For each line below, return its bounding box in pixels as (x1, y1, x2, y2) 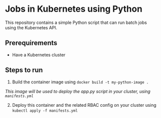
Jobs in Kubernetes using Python (5, 3, 143, 15)
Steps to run (5, 66, 43, 74)
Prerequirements (5, 39, 57, 47)
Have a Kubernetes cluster (12, 52, 66, 58)
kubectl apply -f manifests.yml (12, 108, 78, 113)
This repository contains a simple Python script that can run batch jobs (5, 20, 147, 25)
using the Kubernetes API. (5, 24, 57, 30)
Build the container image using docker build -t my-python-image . (12, 79, 149, 85)
